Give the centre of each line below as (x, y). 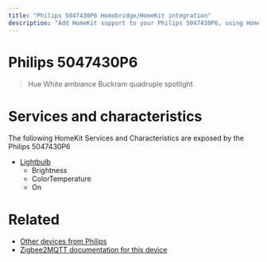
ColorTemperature (61, 179)
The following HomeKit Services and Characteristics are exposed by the (126, 138)
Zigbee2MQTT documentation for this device (93, 250)
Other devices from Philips (63, 241)
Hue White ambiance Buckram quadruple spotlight (110, 84)
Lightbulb (35, 162)
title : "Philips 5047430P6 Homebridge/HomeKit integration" (110, 15)
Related (34, 220)
